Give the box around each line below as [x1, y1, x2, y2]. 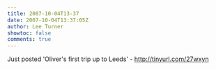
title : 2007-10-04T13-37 [7, 10, 79, 17]
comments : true [7, 36, 52, 43]
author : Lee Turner [7, 23, 64, 30]
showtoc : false [7, 29, 52, 37]
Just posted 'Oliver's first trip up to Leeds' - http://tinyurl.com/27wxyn [7, 55, 209, 63]
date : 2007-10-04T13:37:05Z [7, 17, 89, 24]
